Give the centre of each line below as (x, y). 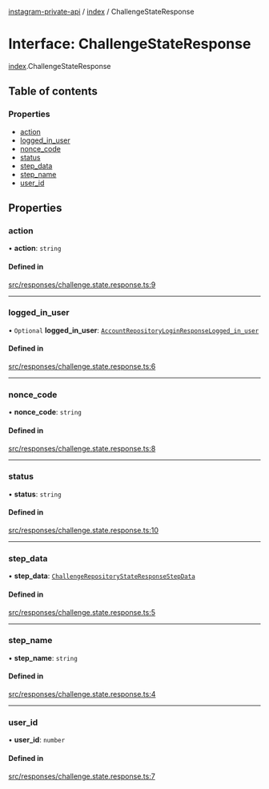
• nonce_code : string (45, 412)
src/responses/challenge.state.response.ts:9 (82, 285)
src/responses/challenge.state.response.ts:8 (82, 448)
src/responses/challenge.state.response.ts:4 (82, 694)
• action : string (35, 249)
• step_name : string (43, 657)
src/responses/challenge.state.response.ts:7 (82, 776)
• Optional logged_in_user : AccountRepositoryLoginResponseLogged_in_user (134, 330)
